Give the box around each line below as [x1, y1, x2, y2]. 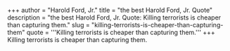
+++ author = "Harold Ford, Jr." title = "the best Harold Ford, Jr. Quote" [7, 6, 213, 14]
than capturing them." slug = [7, 21, 90, 29]
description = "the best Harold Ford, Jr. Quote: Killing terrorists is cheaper [7, 13, 222, 22]
